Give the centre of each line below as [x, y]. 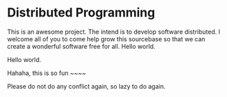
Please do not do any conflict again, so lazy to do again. [86, 86]
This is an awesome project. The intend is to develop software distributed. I [113, 32]
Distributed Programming [81, 13]
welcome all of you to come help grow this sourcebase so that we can [106, 39]
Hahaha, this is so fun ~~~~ [47, 73]
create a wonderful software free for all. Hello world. [82, 46]
